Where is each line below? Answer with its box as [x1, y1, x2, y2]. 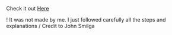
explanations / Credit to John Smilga [6, 23, 95, 29]
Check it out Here [6, 5, 49, 12]
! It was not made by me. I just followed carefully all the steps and [6, 16, 166, 23]
